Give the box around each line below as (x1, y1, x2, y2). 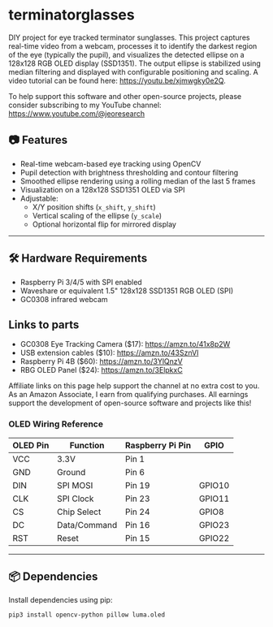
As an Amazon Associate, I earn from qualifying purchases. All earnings (8, 390, 249, 400)
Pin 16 (124, 519, 150, 530)
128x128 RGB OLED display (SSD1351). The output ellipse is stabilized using (8, 58, 262, 68)
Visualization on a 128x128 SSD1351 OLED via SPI (19, 184, 185, 194)
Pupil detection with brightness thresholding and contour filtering (19, 167, 239, 177)
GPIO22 (198, 532, 230, 543)
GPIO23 (198, 519, 230, 530)
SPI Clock (56, 493, 94, 504)
